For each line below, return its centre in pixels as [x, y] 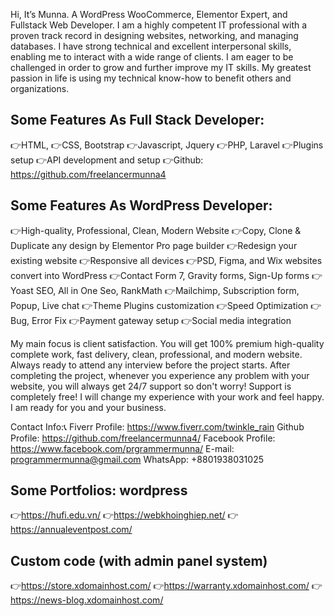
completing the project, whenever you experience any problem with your [160, 375]
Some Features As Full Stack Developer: [137, 120]
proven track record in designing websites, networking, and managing [154, 35]
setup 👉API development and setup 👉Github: [107, 160]
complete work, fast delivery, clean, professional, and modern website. [156, 354]
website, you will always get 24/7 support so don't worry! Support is [151, 386]
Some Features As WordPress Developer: [141, 205]
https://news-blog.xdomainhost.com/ [87, 600]
